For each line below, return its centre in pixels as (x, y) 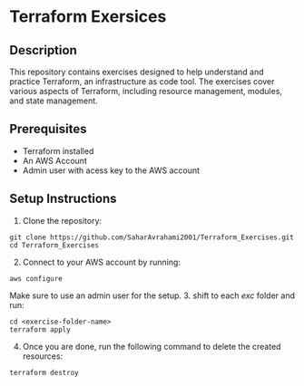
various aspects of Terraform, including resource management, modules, (146, 91)
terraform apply (40, 329)
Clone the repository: (62, 220)
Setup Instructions (63, 199)
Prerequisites (48, 129)
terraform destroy (44, 372)
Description (43, 50)
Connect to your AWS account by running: (102, 262)
